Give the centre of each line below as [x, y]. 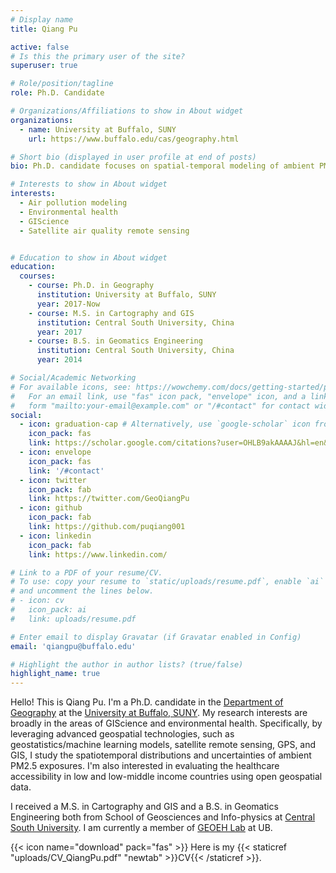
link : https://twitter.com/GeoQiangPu [109, 499]
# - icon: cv [37, 601]
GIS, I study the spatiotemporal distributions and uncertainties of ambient [161, 755]
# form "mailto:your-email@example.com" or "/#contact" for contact [160, 406]
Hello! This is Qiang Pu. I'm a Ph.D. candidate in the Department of [147, 702]
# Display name [42, 19]
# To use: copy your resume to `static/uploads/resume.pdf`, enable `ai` [167, 582]
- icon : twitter [53, 480]
